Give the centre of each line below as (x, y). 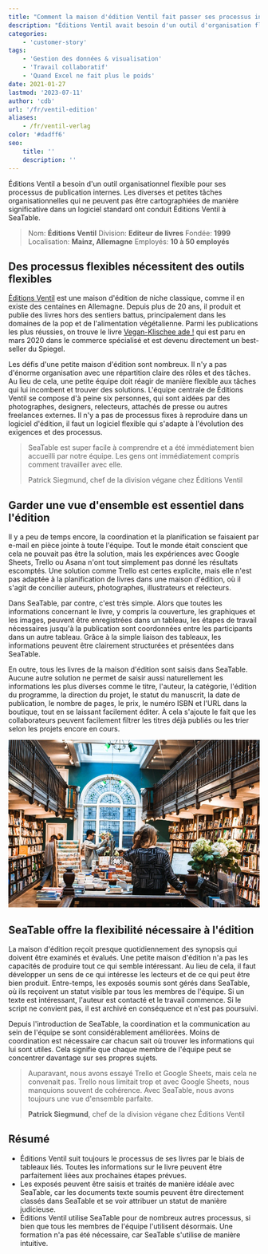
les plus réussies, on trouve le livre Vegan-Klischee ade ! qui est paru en (127, 332)
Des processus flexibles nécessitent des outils (126, 266)
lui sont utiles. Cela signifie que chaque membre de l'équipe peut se (120, 1050)
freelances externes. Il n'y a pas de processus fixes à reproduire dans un (128, 416)
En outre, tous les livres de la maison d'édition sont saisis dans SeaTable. (128, 669)
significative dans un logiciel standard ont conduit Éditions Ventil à (117, 209)
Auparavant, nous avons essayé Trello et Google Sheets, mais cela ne (142, 1074)
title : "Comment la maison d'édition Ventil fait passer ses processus (130, 17)
